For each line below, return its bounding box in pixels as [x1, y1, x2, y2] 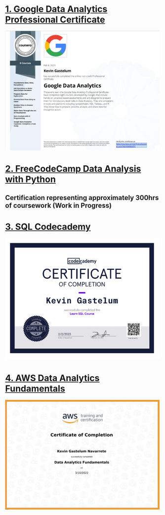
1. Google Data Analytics [5, 3, 108, 15]
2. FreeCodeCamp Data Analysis [5, 163, 141, 175]
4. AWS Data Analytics [5, 372, 100, 384]
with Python [5, 174, 56, 185]
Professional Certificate [5, 14, 105, 25]
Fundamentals [5, 383, 65, 394]
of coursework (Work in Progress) [5, 201, 112, 209]
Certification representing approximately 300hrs [5, 193, 159, 202]
